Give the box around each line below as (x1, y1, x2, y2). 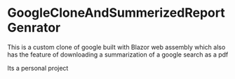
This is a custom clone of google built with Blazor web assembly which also (7, 43, 226, 51)
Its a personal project (7, 64, 69, 72)
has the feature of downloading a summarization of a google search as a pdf (7, 50, 229, 59)
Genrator (7, 20, 61, 36)
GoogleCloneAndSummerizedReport (7, 5, 226, 21)
